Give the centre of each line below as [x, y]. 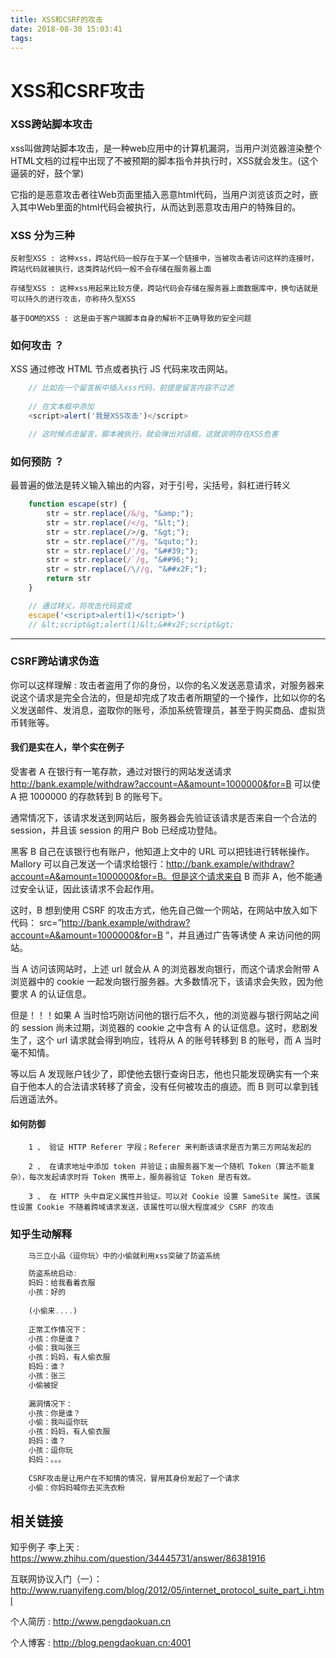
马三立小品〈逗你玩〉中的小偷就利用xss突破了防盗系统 [124, 1256]
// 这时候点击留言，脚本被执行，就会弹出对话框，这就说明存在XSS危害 [153, 434]
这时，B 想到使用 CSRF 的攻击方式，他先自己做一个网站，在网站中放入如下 [164, 910]
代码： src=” [36, 922]
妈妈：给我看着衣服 [62, 1283]
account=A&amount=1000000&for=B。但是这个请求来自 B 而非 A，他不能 [162, 876]
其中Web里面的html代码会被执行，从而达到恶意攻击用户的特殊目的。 [160, 207]
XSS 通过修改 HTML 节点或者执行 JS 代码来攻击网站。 [122, 369]
